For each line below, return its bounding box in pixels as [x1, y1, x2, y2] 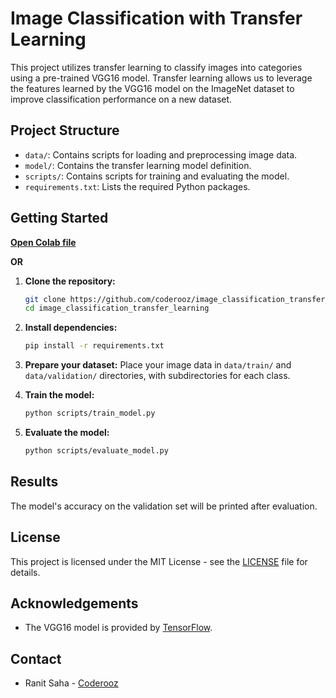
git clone [24, 294, 67, 304]
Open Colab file [10, 236, 77, 248]
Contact [10, 650, 62, 667]
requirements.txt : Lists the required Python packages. [24, 180, 251, 192]
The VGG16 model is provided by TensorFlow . [24, 622, 213, 634]
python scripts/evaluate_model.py [24, 446, 169, 456]
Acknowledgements [10, 595, 139, 612]
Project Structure [10, 122, 120, 139]
